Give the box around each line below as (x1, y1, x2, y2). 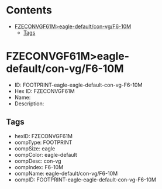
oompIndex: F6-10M (14, 163, 64, 170)
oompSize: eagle (14, 145, 56, 152)
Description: (14, 100, 44, 107)
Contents (6, 4, 53, 17)
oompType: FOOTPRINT (14, 139, 73, 146)
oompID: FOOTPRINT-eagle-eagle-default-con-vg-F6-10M (14, 176, 157, 183)
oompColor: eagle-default (14, 151, 77, 158)
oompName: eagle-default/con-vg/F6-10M (14, 170, 118, 177)
